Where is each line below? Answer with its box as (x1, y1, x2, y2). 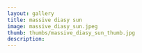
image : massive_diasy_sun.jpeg (7, 23, 98, 30)
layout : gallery (7, 10, 54, 17)
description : (7, 36, 45, 43)
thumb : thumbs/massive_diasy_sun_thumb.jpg (7, 29, 136, 36)
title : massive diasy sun (7, 17, 82, 23)
